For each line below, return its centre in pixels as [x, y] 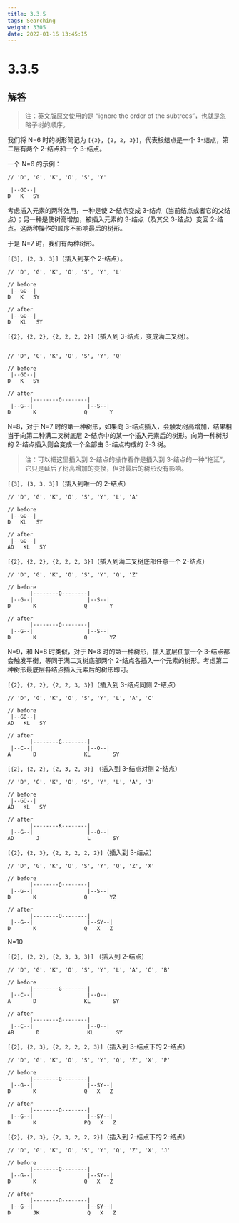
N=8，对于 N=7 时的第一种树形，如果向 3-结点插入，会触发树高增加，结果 [117, 426]
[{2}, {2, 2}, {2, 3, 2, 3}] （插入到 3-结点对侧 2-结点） [95, 769]
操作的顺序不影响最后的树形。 [82, 229]
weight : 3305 [27, 27]
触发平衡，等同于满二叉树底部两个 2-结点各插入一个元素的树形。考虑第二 [121, 661]
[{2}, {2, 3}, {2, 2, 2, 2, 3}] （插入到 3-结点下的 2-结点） [98, 1047]
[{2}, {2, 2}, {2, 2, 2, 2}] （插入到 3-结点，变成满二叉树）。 [100, 336]
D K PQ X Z [62, 1123]
